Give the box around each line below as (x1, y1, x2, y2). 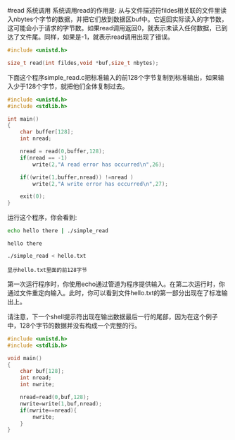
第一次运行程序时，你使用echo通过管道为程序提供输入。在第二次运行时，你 (7, 280, 225, 288)
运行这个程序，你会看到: (7, 213, 77, 222)
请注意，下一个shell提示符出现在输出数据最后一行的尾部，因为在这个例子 (7, 312, 218, 321)
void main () (7, 355, 42, 362)
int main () (7, 115, 39, 122)
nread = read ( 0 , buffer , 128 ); (20, 148, 106, 155)
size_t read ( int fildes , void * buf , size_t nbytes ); (7, 59, 159, 66)
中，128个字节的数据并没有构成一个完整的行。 (7, 321, 141, 330)
